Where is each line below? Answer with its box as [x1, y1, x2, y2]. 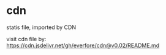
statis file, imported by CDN [6, 24, 77, 31]
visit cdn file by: [6, 35, 47, 42]
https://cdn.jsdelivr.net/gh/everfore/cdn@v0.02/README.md [6, 42, 160, 49]
